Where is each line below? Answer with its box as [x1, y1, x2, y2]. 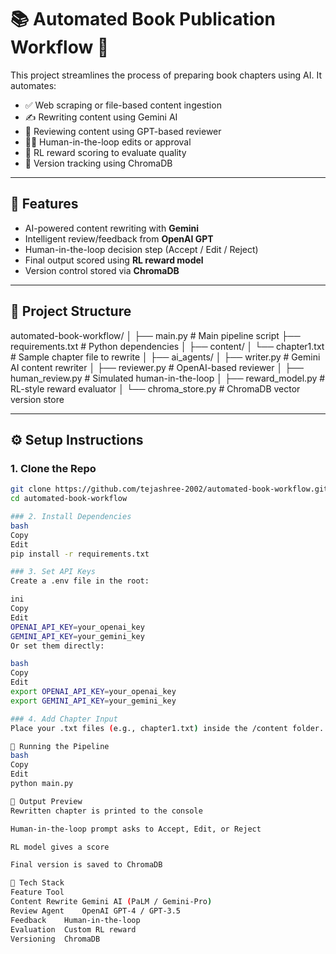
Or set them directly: [10, 641, 105, 651]
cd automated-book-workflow [10, 494, 128, 504]
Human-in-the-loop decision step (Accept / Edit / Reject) [24, 243, 259, 255]
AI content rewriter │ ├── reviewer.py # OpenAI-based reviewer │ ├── [10, 361, 304, 373]
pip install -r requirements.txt [10, 549, 150, 559]
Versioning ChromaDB [10, 934, 101, 944]
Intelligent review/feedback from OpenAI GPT [24, 232, 214, 245]
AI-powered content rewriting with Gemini [24, 222, 200, 234]
